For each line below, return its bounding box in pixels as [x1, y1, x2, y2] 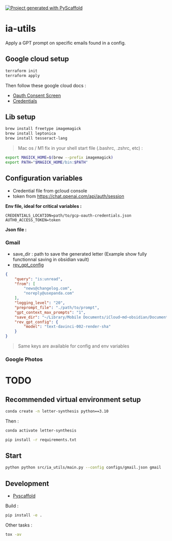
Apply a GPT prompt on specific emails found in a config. [5, 40, 126, 46]
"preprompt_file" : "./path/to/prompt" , [14, 305, 100, 310]
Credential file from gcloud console [12, 187, 88, 194]
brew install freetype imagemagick [5, 126, 81, 131]
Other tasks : [5, 521, 32, 528]
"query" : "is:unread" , [14, 276, 63, 282]
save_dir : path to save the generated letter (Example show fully [12, 250, 147, 257]
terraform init [5, 68, 38, 73]
